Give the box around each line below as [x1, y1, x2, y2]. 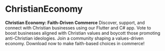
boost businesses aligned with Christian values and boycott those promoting [5, 30, 161, 36]
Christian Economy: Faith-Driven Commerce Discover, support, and [5, 20, 145, 25]
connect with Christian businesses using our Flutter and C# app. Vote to [5, 25, 151, 30]
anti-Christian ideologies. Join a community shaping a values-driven [5, 35, 144, 41]
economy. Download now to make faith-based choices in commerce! [5, 40, 145, 46]
